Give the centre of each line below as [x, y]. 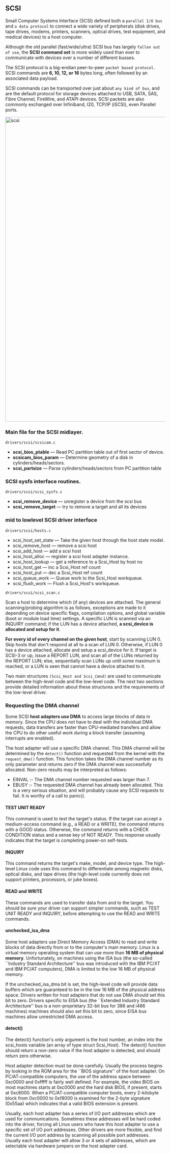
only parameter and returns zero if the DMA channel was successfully [79, 764]
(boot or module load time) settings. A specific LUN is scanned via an [78, 618]
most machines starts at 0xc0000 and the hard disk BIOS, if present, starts [83, 1087]
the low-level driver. [26, 692]
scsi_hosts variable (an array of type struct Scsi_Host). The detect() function [85, 1045]
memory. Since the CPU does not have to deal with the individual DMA [79, 722]
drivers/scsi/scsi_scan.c [33, 593]
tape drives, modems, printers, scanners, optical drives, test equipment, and [85, 31]
